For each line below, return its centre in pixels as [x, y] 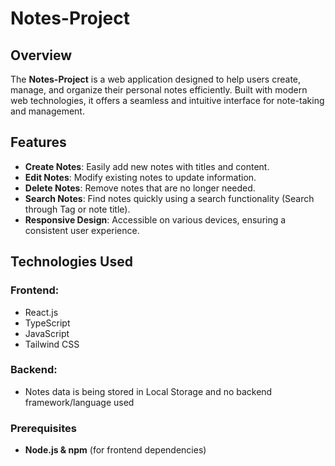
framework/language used [79, 402]
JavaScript [47, 333]
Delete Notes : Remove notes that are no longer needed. [140, 188]
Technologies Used [71, 262]
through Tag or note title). [77, 209]
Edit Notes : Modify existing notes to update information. [140, 177]
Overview [41, 55]
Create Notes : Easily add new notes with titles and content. [147, 166]
